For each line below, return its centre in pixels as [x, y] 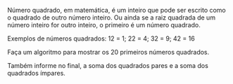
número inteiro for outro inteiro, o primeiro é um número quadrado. [104, 25]
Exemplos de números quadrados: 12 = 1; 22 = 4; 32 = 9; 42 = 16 [101, 38]
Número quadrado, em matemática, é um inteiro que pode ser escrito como [117, 10]
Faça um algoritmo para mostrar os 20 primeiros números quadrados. [108, 52]
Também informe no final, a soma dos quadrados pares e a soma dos [108, 65]
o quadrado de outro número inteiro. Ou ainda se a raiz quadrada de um [112, 17]
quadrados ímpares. [36, 73]
